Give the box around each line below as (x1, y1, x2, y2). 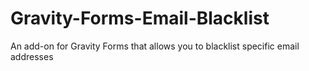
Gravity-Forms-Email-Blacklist (10, 7, 270, 30)
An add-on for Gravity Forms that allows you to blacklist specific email (10, 40, 300, 52)
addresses (10, 50, 54, 62)
